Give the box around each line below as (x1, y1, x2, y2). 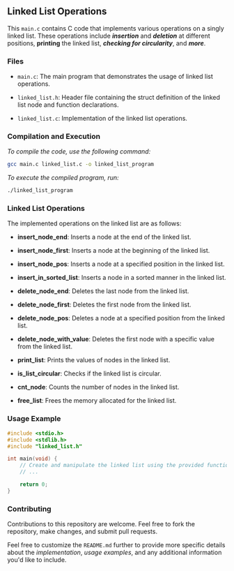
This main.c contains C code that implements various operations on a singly (7, 24, 224, 32)
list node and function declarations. (17, 101, 119, 109)
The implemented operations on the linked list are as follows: (7, 219, 182, 228)
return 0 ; (19, 481, 49, 488)
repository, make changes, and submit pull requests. (7, 527, 158, 536)
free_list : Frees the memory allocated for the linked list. (17, 396, 177, 405)
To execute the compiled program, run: (7, 174, 120, 182)
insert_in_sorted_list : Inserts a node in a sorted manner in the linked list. (17, 274, 226, 282)
